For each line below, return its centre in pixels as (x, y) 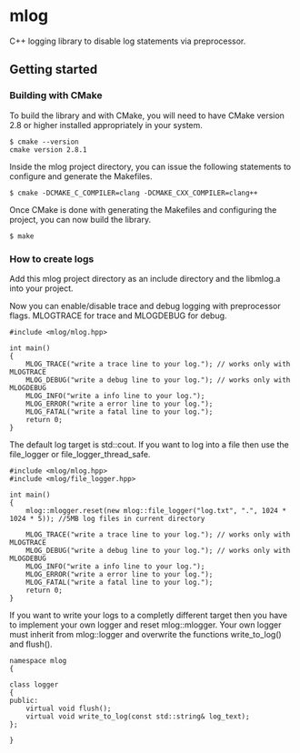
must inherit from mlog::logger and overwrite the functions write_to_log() (145, 634)
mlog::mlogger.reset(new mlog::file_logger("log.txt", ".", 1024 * (156, 510)
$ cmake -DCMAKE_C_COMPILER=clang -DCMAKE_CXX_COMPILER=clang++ (134, 193)
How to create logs (52, 258)
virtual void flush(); (69, 708)
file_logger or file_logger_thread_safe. (80, 454)
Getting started (54, 70)
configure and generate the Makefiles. (81, 176)
